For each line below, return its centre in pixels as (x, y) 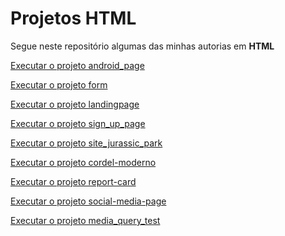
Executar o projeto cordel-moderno (83, 162)
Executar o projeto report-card (73, 181)
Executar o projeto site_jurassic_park (86, 143)
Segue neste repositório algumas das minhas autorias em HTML (142, 46)
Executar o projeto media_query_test (85, 220)
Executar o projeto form (59, 84)
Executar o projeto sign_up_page (78, 123)
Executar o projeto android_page (77, 65)
